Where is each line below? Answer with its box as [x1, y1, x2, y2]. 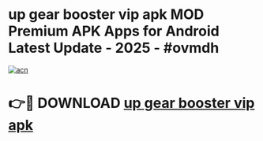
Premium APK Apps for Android [8, 22, 220, 40]
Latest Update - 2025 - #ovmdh [8, 39, 220, 57]
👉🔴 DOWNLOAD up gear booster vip [8, 95, 255, 112]
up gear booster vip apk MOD [8, 6, 205, 24]
